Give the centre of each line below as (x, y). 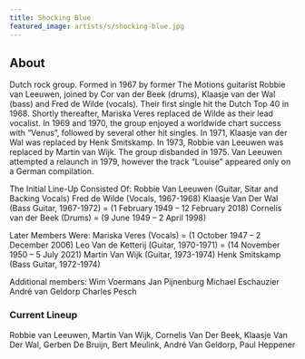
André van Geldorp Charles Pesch (73, 292)
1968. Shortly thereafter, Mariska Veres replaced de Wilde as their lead (142, 113)
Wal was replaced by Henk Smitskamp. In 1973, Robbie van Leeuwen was (147, 142)
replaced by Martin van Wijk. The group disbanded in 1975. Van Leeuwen (146, 152)
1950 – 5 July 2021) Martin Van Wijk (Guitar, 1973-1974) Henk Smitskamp (145, 255)
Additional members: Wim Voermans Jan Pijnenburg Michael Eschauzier (144, 282)
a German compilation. (52, 171)
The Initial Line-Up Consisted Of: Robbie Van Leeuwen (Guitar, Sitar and (144, 189)
